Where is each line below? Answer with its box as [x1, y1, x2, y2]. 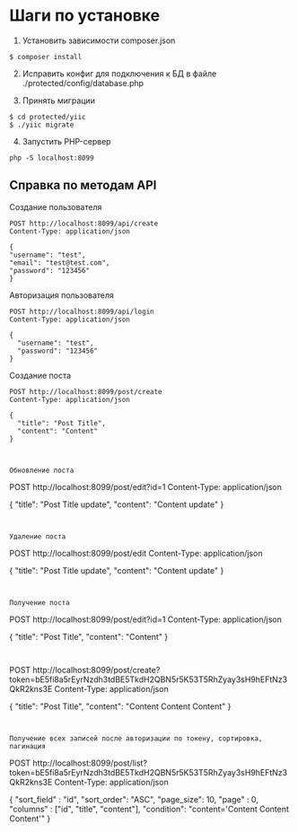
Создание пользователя [9, 201, 102, 212]
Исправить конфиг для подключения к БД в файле [22, 68, 217, 79]
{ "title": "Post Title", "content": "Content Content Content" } [9, 701, 232, 712]
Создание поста [9, 370, 72, 381]
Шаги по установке [9, 5, 160, 26]
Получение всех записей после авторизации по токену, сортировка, [9, 733, 263, 743]
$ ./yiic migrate [9, 120, 74, 129]
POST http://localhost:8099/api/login [9, 307, 154, 316]
